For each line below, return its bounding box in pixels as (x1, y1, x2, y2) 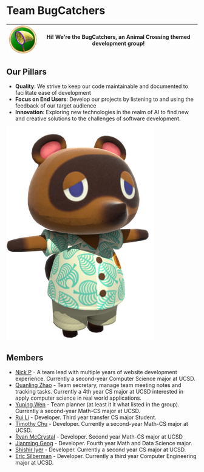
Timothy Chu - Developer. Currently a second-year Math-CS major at (15, 420, 188, 428)
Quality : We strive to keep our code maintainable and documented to (15, 83, 188, 90)
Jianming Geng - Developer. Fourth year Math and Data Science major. (15, 440, 192, 447)
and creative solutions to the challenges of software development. (15, 115, 181, 122)
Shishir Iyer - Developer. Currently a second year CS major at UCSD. (15, 446, 186, 453)
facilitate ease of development (15, 89, 91, 97)
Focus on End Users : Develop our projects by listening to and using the (15, 95, 194, 103)
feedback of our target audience (15, 102, 97, 109)
